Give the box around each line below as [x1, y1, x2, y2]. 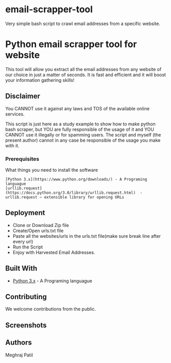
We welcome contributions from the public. [5, 306, 96, 312]
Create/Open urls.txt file [12, 228, 64, 234]
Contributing [5, 292, 47, 301]
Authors [5, 338, 32, 347]
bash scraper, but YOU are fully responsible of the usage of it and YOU [5, 126, 154, 132]
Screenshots [5, 321, 47, 329]
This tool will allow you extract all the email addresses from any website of [5, 66, 162, 72]
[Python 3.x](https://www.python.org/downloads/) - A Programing [5, 176, 147, 182]
